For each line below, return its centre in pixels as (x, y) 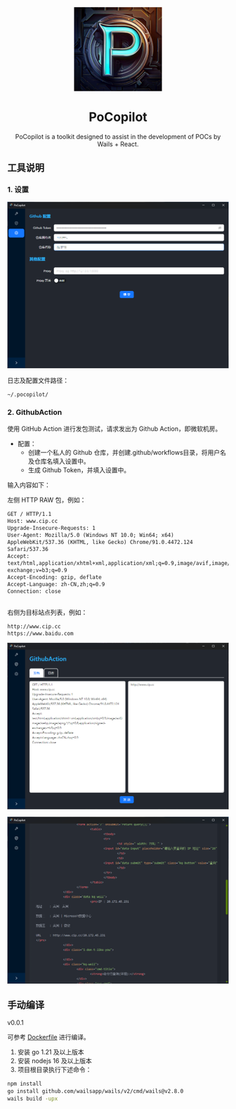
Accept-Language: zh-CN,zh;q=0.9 (56, 584)
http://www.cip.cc (34, 626)
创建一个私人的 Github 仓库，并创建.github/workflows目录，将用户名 (127, 452)
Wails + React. (118, 144)
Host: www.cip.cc (33, 521)
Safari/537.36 (28, 549)
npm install (25, 1084)
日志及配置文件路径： (38, 381)
